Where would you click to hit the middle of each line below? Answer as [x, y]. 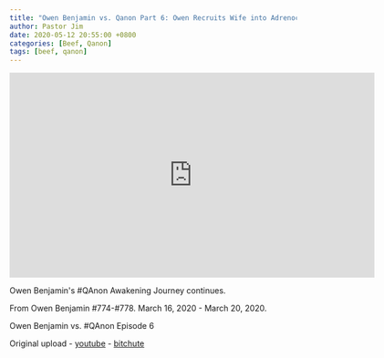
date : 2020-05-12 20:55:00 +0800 [73, 35]
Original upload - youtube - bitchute [77, 343]
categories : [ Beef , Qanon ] [61, 43]
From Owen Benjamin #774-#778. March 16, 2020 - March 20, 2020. [138, 308]
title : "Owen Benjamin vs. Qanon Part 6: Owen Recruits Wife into [138, 18]
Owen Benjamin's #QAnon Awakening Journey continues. [118, 291]
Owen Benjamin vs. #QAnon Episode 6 [82, 326]
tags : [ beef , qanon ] [49, 52]
